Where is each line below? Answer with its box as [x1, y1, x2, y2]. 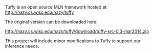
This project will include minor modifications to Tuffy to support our [5, 38, 141, 44]
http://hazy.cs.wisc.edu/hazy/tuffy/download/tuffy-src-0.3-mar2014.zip [5, 28, 149, 34]
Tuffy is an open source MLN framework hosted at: [5, 4, 108, 10]
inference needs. [5, 43, 39, 49]
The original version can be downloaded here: [5, 19, 98, 25]
